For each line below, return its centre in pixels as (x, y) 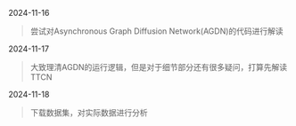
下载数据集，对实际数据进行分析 (89, 113)
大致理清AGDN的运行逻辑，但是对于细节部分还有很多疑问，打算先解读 (159, 67)
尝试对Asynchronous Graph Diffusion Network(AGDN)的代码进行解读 (157, 31)
